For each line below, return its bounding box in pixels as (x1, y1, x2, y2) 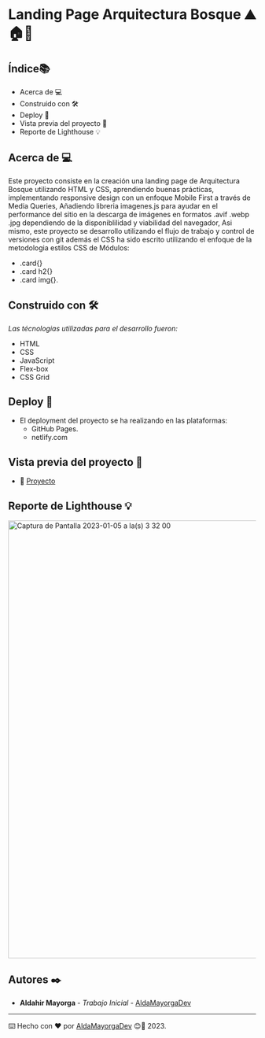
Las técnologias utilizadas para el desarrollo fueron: (8, 323, 179, 333)
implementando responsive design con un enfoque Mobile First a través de (8, 193, 251, 202)
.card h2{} (19, 266, 53, 276)
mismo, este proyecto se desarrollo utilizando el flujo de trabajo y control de (8, 226, 255, 235)
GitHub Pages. (31, 424, 79, 434)
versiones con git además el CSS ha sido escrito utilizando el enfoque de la (8, 235, 252, 244)
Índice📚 (8, 61, 50, 76)
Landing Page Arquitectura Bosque (8, 6, 241, 24)
